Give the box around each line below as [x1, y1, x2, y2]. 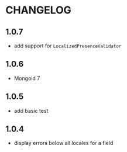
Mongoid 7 [13, 74, 40, 82]
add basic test [13, 107, 49, 114]
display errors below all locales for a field [13, 140, 114, 147]
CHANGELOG [5, 4, 71, 17]
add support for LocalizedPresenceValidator [13, 42, 122, 49]
